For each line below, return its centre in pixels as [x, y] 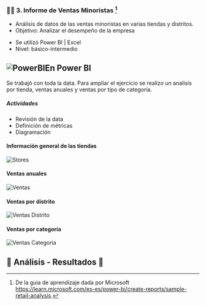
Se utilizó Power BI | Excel [48, 42]
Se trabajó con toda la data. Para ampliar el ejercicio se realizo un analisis [99, 83]
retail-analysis [33, 296]
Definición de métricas [44, 125]
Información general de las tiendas [51, 146]
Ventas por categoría [34, 229]
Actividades [22, 104]
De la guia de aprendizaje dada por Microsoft [72, 283]
